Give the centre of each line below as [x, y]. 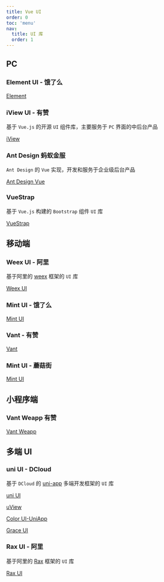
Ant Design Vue [26, 182]
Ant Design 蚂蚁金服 [36, 155]
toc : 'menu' [21, 23]
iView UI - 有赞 [28, 112]
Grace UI [17, 530]
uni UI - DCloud [29, 470]
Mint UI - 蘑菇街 [29, 366]
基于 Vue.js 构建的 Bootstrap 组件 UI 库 [55, 211]
